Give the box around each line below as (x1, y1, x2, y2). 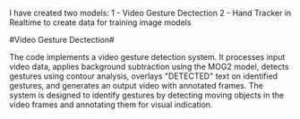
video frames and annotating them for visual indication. (9, 99, 213, 110)
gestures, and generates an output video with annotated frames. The (9, 81, 264, 90)
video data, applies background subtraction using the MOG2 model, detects (9, 62, 289, 72)
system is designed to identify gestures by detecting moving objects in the (9, 89, 285, 100)
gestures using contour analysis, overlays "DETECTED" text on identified (9, 71, 279, 81)
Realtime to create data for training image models (9, 17, 192, 28)
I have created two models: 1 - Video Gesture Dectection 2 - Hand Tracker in (9, 8, 292, 18)
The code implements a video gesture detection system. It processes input (9, 52, 286, 62)
